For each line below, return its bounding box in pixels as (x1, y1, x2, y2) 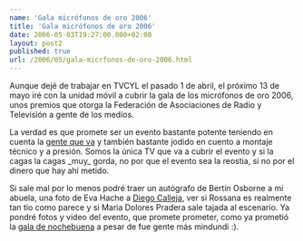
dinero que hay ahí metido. (9, 165, 110, 176)
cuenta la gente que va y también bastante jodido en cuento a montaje (9, 137, 273, 147)
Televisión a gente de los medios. (9, 110, 134, 120)
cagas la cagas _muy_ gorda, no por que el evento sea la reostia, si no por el (9, 156, 295, 166)
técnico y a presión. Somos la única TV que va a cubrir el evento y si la (9, 146, 274, 157)
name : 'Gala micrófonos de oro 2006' (9, 13, 152, 23)
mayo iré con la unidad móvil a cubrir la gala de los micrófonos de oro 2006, (9, 90, 294, 101)
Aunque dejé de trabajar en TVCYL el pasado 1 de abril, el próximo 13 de (9, 81, 279, 91)
